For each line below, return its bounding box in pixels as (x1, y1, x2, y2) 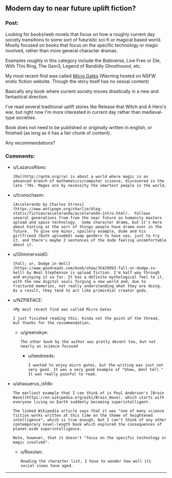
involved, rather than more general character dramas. (5, 47, 118, 53)
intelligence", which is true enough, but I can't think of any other (12, 417, 167, 422)
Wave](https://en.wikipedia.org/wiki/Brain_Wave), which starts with (12, 394, 165, 400)
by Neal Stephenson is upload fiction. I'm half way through (26, 270, 160, 275)
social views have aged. (20, 463, 74, 468)
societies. (16, 114, 37, 120)
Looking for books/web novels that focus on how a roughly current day (5, 31, 155, 37)
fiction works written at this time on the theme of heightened (12, 412, 153, 418)
